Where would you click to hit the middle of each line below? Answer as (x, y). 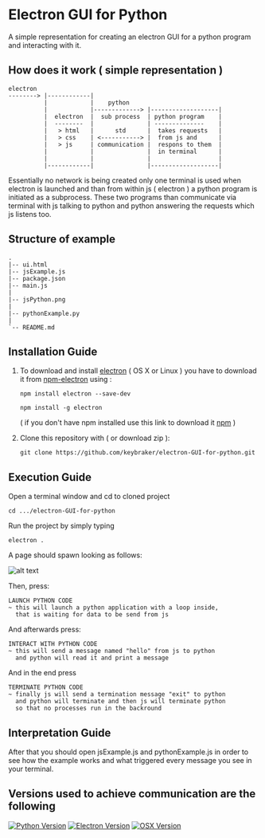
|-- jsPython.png (37, 299)
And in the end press (43, 673)
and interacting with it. (45, 45)
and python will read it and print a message (92, 658)
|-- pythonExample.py (44, 313)
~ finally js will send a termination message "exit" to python (117, 694)
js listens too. (30, 214)
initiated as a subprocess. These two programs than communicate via (123, 197)
